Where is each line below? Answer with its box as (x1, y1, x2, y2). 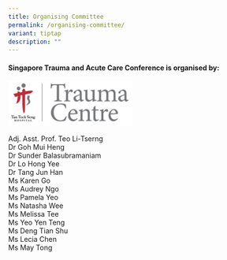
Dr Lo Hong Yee (8, 159, 60, 169)
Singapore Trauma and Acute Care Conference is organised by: (8, 63, 220, 72)
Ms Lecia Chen (8, 235, 58, 243)
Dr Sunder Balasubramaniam (8, 150, 102, 160)
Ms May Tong (8, 243, 53, 252)
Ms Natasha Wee (8, 201, 64, 210)
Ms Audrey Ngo (8, 184, 59, 193)
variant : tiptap (8, 29, 61, 37)
